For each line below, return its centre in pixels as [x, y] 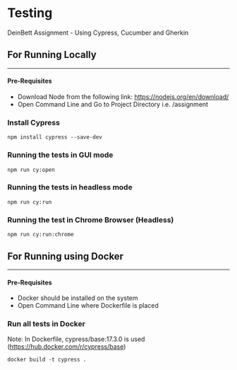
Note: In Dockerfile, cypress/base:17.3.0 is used [76, 339]
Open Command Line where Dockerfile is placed [88, 306]
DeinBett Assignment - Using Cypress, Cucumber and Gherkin [98, 33]
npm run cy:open [31, 170]
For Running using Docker [66, 256]
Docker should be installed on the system [78, 298]
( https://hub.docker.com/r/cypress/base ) [67, 347]
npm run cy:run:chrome [41, 235]
